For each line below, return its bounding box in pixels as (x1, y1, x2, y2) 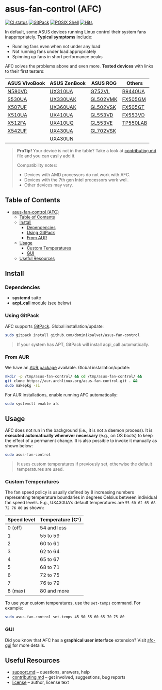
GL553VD (90, 112, 113, 118)
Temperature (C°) (39, 516, 81, 523)
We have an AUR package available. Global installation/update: (5, 364, 130, 370)
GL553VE (90, 119, 113, 126)
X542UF (7, 127, 27, 134)
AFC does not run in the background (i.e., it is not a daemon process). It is (5, 427, 153, 433)
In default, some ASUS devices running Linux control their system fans (5, 29, 146, 34)
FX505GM (122, 96, 146, 102)
